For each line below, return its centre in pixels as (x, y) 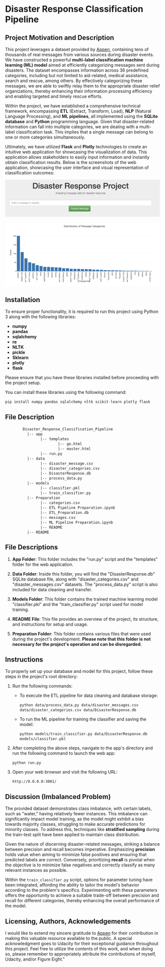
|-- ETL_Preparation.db (65, 512)
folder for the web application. (43, 564)
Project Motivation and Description (60, 38)
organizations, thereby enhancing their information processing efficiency (79, 91)
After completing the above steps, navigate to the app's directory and (82, 748)
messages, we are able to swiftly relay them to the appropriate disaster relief (82, 86)
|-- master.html (74, 449)
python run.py (27, 763)
